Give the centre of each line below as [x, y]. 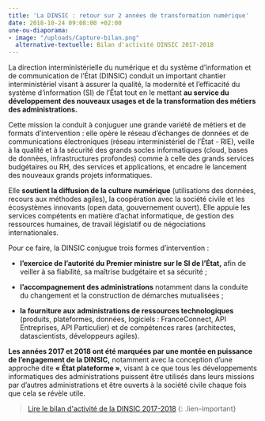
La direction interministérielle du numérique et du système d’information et [130, 67]
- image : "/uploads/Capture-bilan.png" [74, 38]
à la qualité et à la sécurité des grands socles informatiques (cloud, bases [128, 150]
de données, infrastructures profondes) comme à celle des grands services [131, 158]
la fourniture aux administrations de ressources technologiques [127, 311]
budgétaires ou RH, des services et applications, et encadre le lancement [128, 167]
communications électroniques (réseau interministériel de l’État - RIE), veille [131, 142]
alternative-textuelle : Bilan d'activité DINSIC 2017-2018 [115, 45]
